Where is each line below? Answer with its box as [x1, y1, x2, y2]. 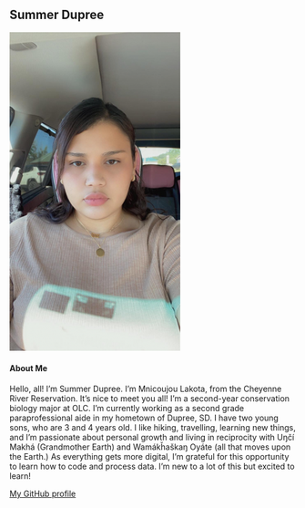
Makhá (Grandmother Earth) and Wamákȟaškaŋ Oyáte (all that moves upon [9, 441, 291, 452]
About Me [9, 363, 48, 374]
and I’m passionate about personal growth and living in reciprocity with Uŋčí [9, 432, 295, 443]
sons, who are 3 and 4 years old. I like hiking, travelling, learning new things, [9, 422, 296, 433]
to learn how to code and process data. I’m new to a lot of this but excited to [9, 461, 295, 472]
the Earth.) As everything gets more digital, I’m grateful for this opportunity [9, 451, 290, 462]
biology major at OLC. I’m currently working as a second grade [9, 403, 244, 414]
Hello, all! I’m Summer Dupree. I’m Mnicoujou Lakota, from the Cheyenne [9, 383, 282, 395]
